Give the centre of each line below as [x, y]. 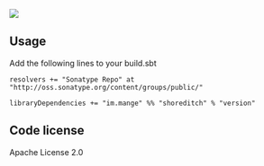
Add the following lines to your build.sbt [83, 63]
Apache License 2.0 [46, 152]
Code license [47, 131]
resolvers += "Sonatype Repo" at [72, 79]
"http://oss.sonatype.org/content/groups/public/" [106, 87]
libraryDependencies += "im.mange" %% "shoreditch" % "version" [132, 103]
